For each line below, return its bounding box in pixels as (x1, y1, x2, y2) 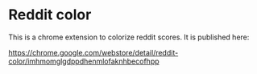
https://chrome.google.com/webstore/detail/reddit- (8, 47, 179, 57)
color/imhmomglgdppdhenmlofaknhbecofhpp (8, 56, 160, 66)
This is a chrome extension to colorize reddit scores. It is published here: (8, 32, 250, 42)
